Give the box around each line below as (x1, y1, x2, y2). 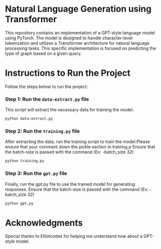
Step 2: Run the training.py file (5, 127, 80, 134)
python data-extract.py (5, 116, 53, 121)
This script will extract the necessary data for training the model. (5, 107, 134, 113)
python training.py (5, 159, 45, 163)
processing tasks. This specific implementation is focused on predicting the (5, 45, 157, 51)
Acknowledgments (5, 217, 83, 228)
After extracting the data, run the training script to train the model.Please (5, 139, 150, 144)
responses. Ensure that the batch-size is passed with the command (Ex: (5, 186, 149, 192)
